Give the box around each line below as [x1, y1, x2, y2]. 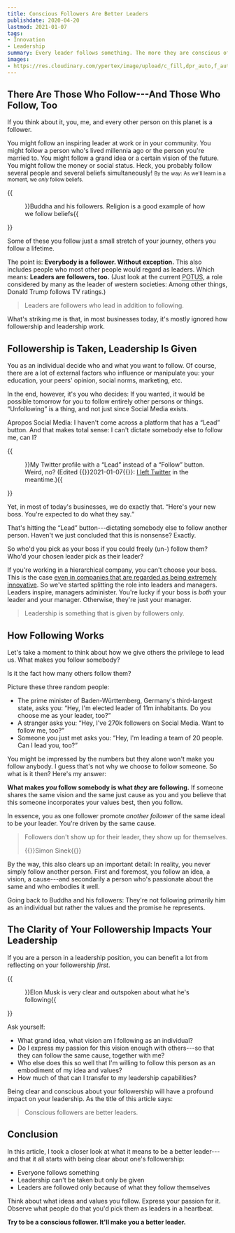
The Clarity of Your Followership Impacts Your [7, 924, 212, 935]
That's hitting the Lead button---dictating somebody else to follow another [7, 524, 228, 532]
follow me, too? [17, 726, 62, 735]
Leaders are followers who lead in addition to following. [24, 301, 184, 309]
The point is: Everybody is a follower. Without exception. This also [7, 258, 202, 267]
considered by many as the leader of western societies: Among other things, [7, 280, 228, 288]
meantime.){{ [24, 475, 63, 484]
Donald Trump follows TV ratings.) [7, 288, 106, 296]
